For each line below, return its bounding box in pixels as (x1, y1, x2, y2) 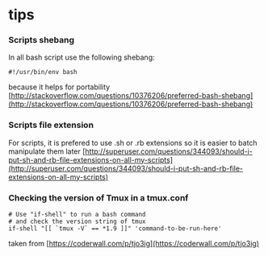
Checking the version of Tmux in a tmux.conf (8, 192, 189, 203)
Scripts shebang (8, 35, 75, 46)
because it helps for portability (8, 82, 111, 92)
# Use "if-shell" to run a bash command (8, 211, 147, 219)
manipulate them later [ (8, 147, 86, 156)
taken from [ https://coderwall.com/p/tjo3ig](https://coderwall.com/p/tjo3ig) (8, 239, 260, 249)
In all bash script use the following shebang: (8, 52, 155, 62)
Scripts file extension (8, 119, 94, 130)
